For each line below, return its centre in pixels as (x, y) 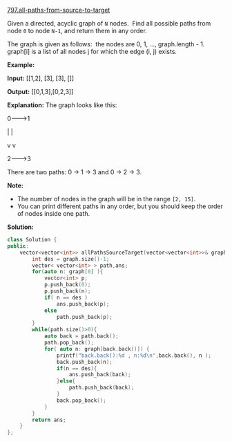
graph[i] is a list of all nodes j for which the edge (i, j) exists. (92, 52)
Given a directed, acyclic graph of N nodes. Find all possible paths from (109, 23)
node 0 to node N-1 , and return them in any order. (77, 31)
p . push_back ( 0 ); (67, 285)
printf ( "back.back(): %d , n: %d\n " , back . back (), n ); (134, 356)
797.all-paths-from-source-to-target (59, 10)
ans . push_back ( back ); (100, 375)
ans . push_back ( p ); (83, 304)
